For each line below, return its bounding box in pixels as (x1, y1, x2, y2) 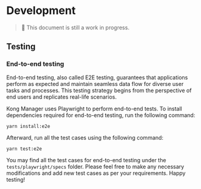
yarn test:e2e (6, 146, 43, 152)
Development (6, 4, 76, 18)
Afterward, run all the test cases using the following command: (6, 134, 164, 141)
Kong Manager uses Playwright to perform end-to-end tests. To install (6, 105, 183, 112)
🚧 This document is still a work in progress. (21, 24, 130, 31)
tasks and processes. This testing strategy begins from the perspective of (6, 87, 192, 94)
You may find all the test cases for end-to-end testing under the (6, 156, 166, 163)
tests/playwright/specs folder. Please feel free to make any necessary (6, 163, 185, 170)
